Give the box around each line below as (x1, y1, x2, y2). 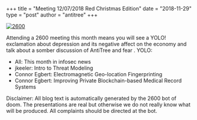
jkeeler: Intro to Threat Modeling (14, 64, 93, 72)
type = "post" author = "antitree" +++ (6, 11, 98, 18)
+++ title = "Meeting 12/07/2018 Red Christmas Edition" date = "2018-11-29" (6, 5, 192, 12)
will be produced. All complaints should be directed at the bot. (6, 108, 158, 114)
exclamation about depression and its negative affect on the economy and (6, 41, 187, 47)
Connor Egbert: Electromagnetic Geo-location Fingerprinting (14, 71, 163, 77)
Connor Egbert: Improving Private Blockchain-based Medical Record (14, 77, 182, 84)
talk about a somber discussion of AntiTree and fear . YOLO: (6, 47, 153, 54)
